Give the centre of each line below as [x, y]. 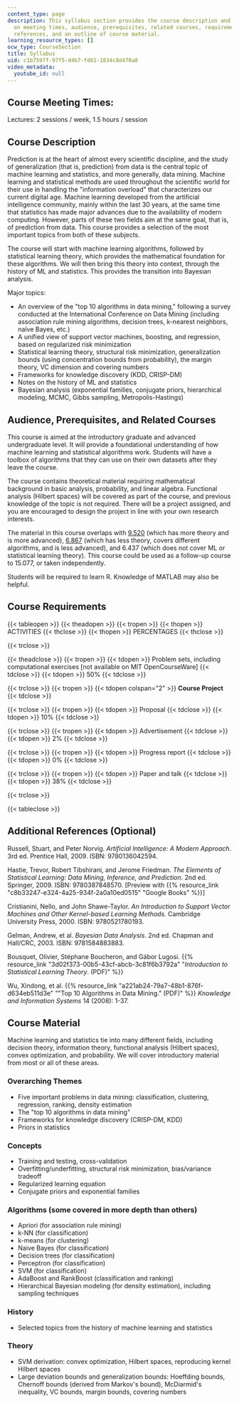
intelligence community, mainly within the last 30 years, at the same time [114, 205]
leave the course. [33, 467]
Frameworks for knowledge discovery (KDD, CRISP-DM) [100, 375]
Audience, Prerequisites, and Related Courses [112, 420]
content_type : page [36, 14]
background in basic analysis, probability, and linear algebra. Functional [112, 488]
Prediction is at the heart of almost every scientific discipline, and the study [118, 159]
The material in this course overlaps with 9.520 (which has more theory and [118, 532]
